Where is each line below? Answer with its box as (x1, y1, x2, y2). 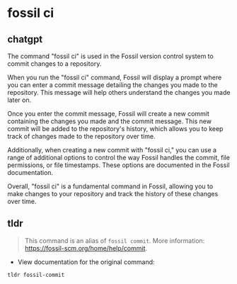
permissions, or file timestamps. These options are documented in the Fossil (7, 161, 230, 169)
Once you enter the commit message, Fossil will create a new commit (7, 110, 210, 118)
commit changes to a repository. (7, 59, 102, 68)
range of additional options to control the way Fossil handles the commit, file (7, 154, 230, 161)
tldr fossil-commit (7, 271, 65, 278)
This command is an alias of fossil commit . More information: (24, 236, 205, 245)
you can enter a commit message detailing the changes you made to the (7, 81, 218, 89)
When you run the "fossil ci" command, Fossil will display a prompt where (7, 73, 222, 81)
